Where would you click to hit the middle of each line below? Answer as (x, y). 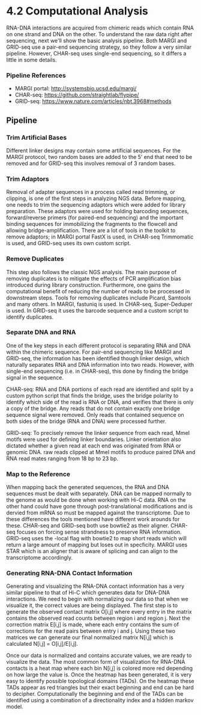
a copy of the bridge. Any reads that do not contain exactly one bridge (93, 408)
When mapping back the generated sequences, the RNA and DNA (88, 487)
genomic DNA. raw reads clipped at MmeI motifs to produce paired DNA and (101, 452)
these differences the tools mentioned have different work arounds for (93, 519)
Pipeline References (36, 75)
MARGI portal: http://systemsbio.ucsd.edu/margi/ (76, 89)
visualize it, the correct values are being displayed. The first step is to (92, 605)
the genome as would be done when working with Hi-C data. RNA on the (96, 500)
